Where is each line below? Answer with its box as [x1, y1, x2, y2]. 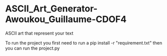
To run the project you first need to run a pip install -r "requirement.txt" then [5, 39, 162, 45]
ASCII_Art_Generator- [5, 3, 98, 14]
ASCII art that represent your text [5, 30, 74, 36]
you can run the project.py [5, 45, 60, 51]
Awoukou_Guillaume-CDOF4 [5, 13, 127, 25]
